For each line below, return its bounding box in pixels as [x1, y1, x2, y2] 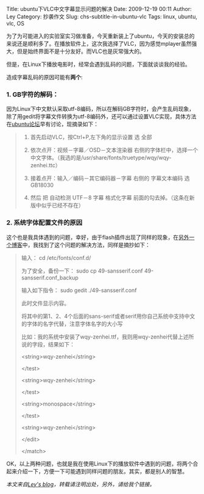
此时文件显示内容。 [21, 299, 70, 307]
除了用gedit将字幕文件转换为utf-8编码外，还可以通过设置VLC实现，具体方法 [6, 113, 197, 120]
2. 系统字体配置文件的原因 [6, 218, 83, 227]
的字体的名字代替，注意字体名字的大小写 [21, 320, 123, 328]
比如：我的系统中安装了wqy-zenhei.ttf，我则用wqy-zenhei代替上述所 [21, 333, 194, 340]
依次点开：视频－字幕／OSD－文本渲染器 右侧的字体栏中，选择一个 [30, 146, 199, 154]
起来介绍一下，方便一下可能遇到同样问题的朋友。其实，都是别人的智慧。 [6, 467, 188, 474]
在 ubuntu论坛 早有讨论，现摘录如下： [6, 121, 99, 128]
